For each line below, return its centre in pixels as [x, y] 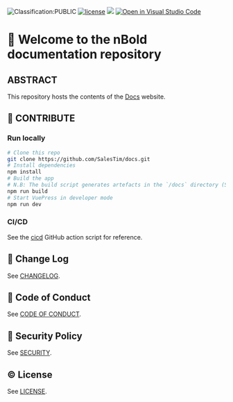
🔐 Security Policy [45, 336]
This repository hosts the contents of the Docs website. [86, 97]
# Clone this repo [34, 153]
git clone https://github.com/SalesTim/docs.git [79, 159]
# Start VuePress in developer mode [60, 198]
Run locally [26, 138]
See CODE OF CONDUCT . [44, 314]
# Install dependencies [42, 166]
